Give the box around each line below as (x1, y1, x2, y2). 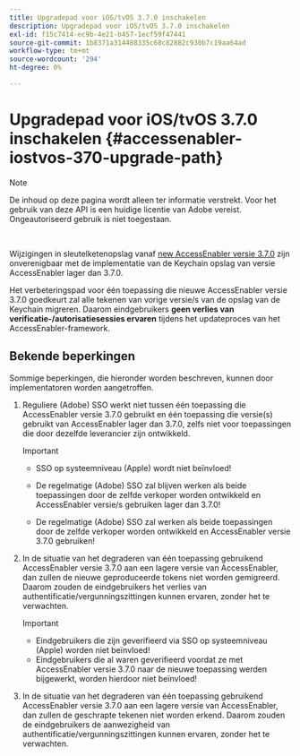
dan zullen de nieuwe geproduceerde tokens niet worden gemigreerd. (21, 571, 280, 582)
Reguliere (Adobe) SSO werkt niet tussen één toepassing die (21, 399, 246, 410)
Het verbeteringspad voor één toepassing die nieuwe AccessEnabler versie (9, 284, 288, 296)
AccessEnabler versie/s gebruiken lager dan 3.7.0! (35, 499, 221, 510)
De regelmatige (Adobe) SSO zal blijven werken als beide (35, 480, 247, 491)
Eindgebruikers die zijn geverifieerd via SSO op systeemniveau (35, 635, 268, 646)
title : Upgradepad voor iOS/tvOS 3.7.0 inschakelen (9, 13, 206, 22)
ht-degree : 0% (9, 64, 63, 73)
